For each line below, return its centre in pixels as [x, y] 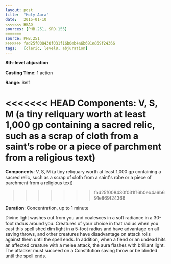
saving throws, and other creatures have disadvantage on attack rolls [78, 234]
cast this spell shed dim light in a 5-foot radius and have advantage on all [82, 229]
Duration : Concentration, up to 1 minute [47, 208]
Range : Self [18, 82]
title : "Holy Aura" [27, 15]
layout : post [19, 10]
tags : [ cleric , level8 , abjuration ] [46, 48]
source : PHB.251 [22, 39]
